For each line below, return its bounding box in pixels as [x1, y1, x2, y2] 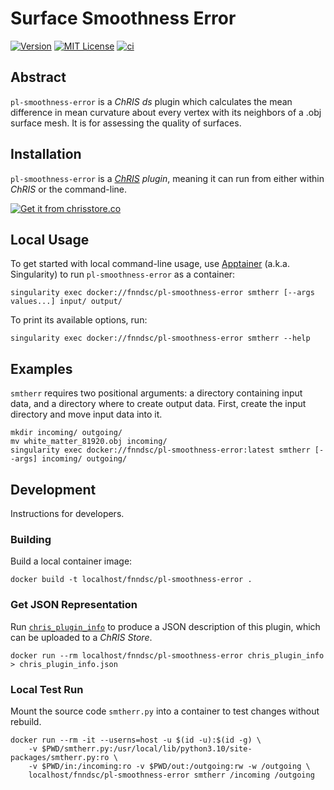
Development [10, 481, 97, 498]
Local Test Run [10, 682, 84, 696]
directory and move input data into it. [10, 408, 163, 421]
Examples [10, 360, 73, 377]
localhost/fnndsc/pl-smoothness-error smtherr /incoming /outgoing [28, 770, 315, 780]
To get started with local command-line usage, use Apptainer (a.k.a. [10, 258, 291, 270]
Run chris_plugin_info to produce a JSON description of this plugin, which [10, 620, 321, 632]
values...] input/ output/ [10, 297, 123, 307]
